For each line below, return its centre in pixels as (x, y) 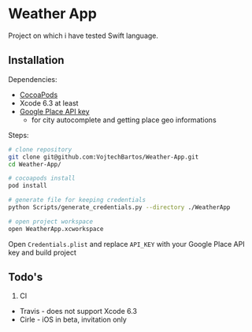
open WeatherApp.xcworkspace (56, 229)
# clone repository (40, 149)
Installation (36, 60)
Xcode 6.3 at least (49, 103)
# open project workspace (50, 222)
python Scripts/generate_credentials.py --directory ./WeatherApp (119, 207)
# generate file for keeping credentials (77, 200)
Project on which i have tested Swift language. (83, 35)
